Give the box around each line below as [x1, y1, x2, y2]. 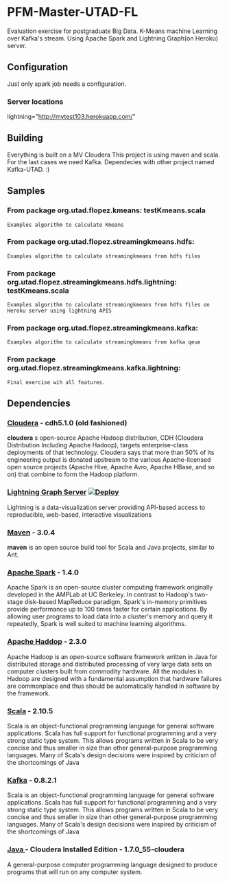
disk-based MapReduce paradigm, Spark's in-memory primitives [24, 598, 208, 606]
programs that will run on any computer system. [7, 867, 143, 876]
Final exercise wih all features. [7, 379, 106, 385]
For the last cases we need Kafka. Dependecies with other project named [7, 157, 215, 166]
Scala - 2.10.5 [7, 706, 53, 715]
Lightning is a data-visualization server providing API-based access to [7, 503, 206, 511]
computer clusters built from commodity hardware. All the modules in [7, 667, 204, 675]
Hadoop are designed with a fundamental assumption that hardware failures [7, 674, 222, 682]
